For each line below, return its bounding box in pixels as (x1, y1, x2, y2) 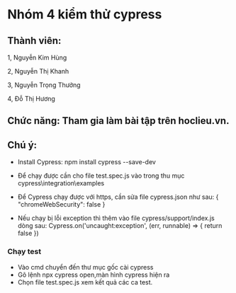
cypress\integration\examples (17, 179, 105, 188)
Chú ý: (7, 139, 38, 151)
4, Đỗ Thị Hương (7, 95, 55, 103)
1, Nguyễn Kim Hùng (7, 53, 67, 62)
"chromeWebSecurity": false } (17, 200, 106, 209)
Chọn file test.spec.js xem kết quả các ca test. (17, 277, 153, 286)
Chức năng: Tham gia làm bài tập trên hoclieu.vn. (7, 115, 230, 127)
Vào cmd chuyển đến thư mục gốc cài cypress (17, 263, 154, 271)
